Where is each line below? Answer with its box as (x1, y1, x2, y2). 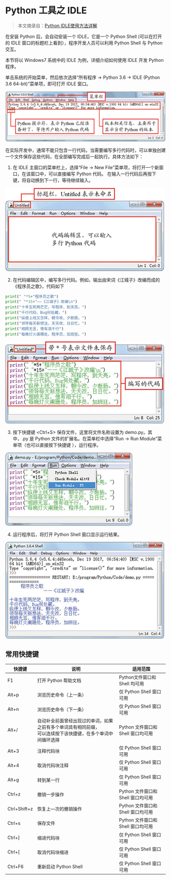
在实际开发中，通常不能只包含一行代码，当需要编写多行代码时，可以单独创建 (5, 147, 166, 153)
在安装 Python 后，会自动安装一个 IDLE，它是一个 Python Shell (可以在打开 (5, 33, 162, 39)
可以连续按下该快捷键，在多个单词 (37, 730, 109, 736)
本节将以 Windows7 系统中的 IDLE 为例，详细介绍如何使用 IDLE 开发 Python (5, 57, 164, 63)
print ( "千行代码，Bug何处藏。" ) (5, 310, 67, 315)
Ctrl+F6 (7, 863, 24, 869)
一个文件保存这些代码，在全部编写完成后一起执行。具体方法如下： (5, 153, 144, 159)
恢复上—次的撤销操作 (37, 806, 82, 812)
